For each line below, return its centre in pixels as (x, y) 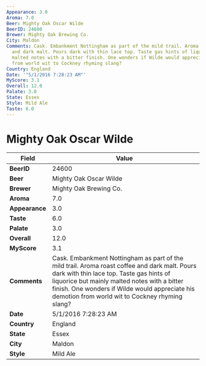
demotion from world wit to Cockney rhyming (117, 296)
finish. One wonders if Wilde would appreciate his (123, 289)
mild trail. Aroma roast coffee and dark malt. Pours (124, 266)
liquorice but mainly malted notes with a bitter (118, 281)
